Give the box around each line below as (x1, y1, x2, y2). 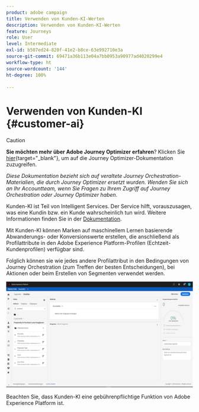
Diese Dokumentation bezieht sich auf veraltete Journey (6, 173, 144, 180)
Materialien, (6, 178, 36, 186)
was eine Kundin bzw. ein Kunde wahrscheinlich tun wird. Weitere (6, 209, 166, 216)
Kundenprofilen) (6, 246, 46, 253)
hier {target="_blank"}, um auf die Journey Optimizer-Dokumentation (6, 155, 174, 162)
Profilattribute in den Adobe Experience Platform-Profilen (6, 239, 146, 247)
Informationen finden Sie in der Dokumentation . (6, 215, 122, 222)
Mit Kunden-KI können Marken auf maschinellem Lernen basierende (6, 227, 173, 234)
